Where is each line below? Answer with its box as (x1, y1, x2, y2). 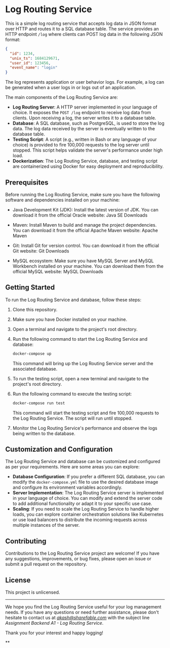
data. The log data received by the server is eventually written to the (12, 126, 155, 132)
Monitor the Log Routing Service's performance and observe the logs (12, 425, 158, 431)
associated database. (12, 366, 58, 372)
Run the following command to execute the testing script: (12, 390, 132, 397)
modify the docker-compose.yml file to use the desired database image (12, 479, 158, 485)
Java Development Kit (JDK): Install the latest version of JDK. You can (12, 207, 158, 212)
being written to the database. (12, 430, 76, 437)
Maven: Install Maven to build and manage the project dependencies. (12, 222, 157, 228)
